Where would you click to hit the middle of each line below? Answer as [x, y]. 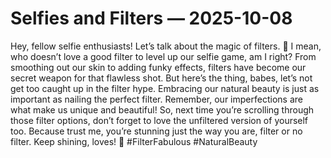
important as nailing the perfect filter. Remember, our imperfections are [156, 99]
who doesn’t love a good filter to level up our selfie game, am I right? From [163, 56]
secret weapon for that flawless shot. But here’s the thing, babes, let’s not [161, 78]
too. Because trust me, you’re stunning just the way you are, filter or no [156, 131]
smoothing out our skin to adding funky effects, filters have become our [158, 67]
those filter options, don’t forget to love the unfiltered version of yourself [159, 120]
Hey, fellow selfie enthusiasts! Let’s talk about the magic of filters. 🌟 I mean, [166, 46]
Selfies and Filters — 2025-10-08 [151, 18]
